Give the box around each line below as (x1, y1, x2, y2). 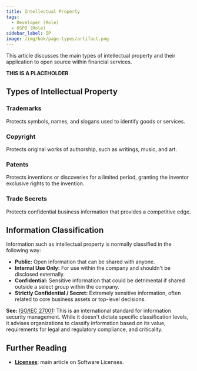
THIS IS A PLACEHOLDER (6, 70, 69, 76)
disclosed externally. (14, 271, 65, 278)
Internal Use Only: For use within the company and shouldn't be (14, 265, 171, 272)
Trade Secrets (6, 195, 47, 203)
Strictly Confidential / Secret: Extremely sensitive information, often (14, 289, 181, 297)
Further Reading (6, 343, 67, 353)
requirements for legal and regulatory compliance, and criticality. (6, 326, 163, 333)
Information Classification (6, 225, 104, 235)
